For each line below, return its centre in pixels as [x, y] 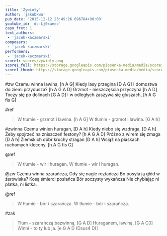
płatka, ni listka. [21, 184]
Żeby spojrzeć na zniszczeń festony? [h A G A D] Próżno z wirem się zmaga [83, 134]
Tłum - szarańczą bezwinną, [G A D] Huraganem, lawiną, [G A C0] [85, 223]
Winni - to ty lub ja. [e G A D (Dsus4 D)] [58, 228]
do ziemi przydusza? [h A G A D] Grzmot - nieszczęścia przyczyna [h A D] [81, 89]
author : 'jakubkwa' [25, 14]
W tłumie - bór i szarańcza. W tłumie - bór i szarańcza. [73, 204]
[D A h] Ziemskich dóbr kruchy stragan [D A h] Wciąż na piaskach [73, 139]
